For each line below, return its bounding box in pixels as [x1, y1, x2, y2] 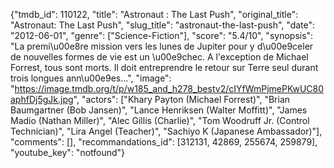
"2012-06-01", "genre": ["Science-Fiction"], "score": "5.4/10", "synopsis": [10, 30, 314, 41]
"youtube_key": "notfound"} [10, 147, 126, 158]
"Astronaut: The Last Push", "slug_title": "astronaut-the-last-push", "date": [10, 19, 316, 31]
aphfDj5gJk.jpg [10, 94, 74, 105]
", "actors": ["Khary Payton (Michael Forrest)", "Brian [73, 94, 291, 105]
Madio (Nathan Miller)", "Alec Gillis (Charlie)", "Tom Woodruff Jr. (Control [10, 115, 310, 126]
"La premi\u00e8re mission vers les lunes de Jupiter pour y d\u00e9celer [10, 40, 314, 52]
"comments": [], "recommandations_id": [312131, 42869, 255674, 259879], [10, 136, 318, 148]
